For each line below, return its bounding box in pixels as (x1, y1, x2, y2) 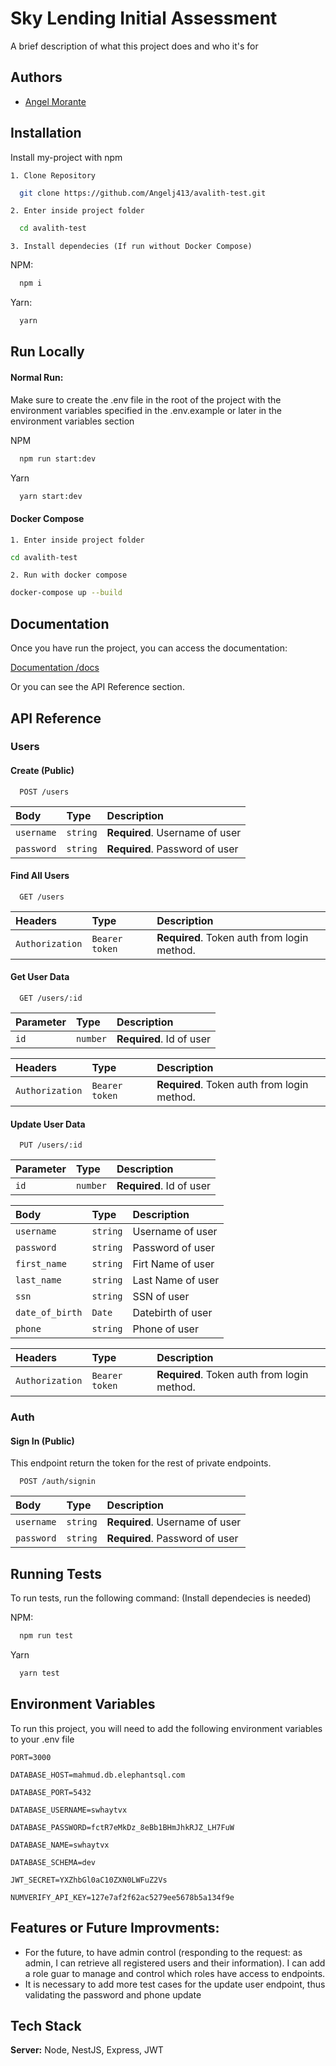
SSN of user (132, 1290, 190, 1304)
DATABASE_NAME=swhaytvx (10, 1840, 110, 1850)
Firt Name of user (132, 1257, 215, 1271)
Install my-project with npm (10, 151, 123, 163)
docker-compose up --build (10, 588, 123, 598)
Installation (10, 125, 82, 142)
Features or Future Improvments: (10, 1920, 220, 1937)
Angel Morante (24, 95, 87, 107)
